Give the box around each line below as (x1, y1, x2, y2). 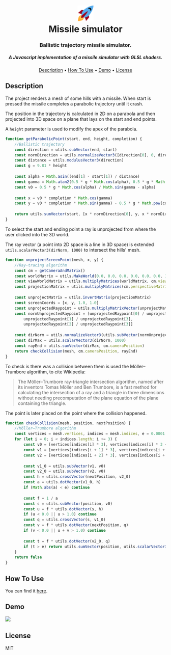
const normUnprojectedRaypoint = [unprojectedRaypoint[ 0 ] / (14, 311, 145, 316)
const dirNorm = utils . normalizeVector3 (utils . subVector (14, 333, 138, 338)
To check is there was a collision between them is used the (5, 363, 129, 369)
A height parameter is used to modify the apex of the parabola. (5, 126, 138, 132)
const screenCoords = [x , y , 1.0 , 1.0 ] (14, 300, 99, 305)
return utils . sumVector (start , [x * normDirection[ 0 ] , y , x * (14, 211, 149, 217)
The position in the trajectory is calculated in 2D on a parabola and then (5, 111, 155, 117)
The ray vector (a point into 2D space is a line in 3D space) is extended (5, 241, 154, 248)
